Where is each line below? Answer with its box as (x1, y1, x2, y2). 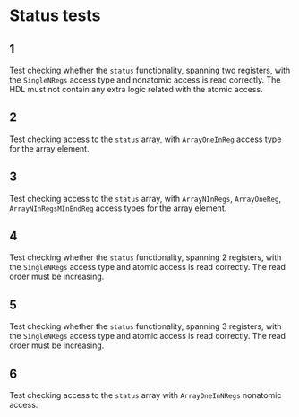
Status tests (9, 5, 101, 26)
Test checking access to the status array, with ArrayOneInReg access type (9, 134, 282, 144)
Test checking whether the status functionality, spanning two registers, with (9, 65, 291, 75)
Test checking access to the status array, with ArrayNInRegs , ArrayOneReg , (9, 193, 282, 204)
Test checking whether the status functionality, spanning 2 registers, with (9, 252, 282, 263)
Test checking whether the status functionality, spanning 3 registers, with (9, 321, 282, 332)
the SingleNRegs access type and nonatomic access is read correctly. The (9, 74, 281, 85)
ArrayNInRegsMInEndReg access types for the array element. (9, 203, 227, 213)
